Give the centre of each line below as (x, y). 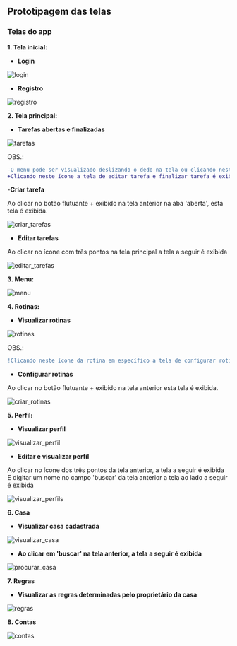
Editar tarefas (38, 238)
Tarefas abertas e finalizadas (61, 129)
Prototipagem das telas (59, 12)
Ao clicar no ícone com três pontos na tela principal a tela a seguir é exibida (117, 252)
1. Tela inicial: (28, 47)
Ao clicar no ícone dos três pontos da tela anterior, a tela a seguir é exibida (116, 470)
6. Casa (19, 512)
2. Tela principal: (32, 115)
